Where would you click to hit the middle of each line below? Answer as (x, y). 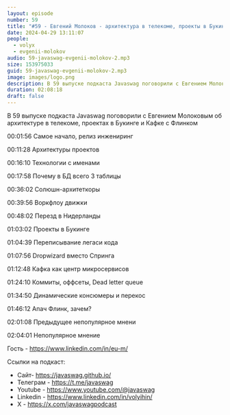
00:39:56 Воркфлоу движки (47, 202)
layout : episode (30, 13)
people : (18, 39)
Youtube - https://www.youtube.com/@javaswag (86, 390)
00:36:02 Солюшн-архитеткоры (54, 189)
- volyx (24, 45)
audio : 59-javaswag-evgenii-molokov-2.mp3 (68, 58)
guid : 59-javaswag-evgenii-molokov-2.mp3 (67, 71)
